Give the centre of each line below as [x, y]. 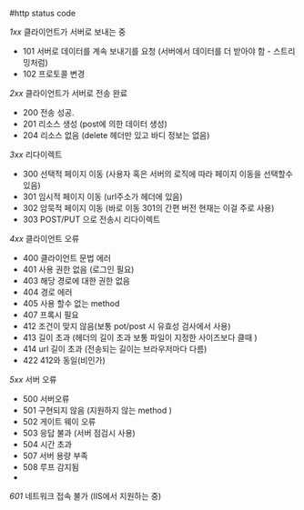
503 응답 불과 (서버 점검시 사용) [79, 433]
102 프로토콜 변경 [54, 74]
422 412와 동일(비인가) [64, 360]
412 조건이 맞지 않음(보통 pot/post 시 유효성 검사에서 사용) [127, 326]
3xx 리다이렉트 [36, 155]
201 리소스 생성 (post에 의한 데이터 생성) [95, 124]
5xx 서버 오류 [33, 380]
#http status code [43, 13]
